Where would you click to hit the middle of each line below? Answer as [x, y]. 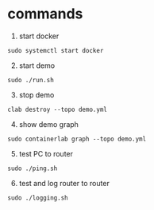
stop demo [37, 95]
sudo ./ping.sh [33, 168]
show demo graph [48, 124]
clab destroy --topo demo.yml [58, 109]
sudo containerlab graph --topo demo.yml [77, 139]
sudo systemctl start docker [56, 50]
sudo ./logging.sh [38, 198]
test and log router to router [64, 183]
